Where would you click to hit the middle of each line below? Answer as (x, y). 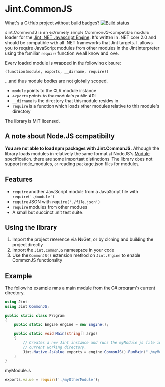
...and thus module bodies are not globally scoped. (56, 81)
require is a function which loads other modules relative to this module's (86, 106)
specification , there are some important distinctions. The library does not (79, 159)
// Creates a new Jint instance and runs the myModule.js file (89, 343)
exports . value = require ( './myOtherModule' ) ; (52, 379)
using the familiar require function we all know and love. (62, 53)
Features (19, 179)
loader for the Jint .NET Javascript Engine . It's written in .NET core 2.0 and (81, 37)
